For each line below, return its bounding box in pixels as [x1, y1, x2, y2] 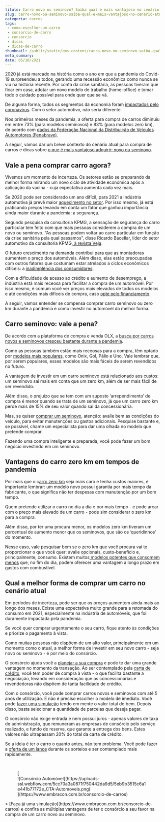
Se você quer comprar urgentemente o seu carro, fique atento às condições [5, 625, 159, 631]
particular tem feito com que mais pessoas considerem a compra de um [5, 225, 151, 230]
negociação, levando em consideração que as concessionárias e [5, 675, 137, 681]
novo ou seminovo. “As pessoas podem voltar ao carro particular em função [5, 230, 160, 236]
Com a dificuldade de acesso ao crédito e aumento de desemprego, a [5, 275, 146, 281]
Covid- [145, 71, 160, 77]
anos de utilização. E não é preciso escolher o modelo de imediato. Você [5, 695, 152, 701]
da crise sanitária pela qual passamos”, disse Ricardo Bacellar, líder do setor [5, 235, 160, 241]
